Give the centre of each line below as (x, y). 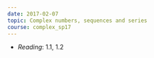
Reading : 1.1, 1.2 (40, 47)
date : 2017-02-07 (33, 14)
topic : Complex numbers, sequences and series (77, 21)
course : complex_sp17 (39, 27)
